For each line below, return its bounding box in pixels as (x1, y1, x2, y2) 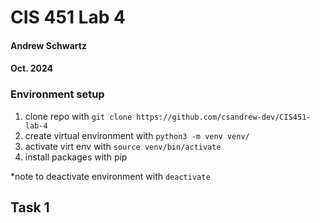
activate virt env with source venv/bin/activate (24, 140, 222, 152)
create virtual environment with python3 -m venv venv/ (24, 129, 250, 141)
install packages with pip (24, 151, 128, 163)
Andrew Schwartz (10, 39, 87, 51)
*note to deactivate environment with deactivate (10, 170, 211, 182)
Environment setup (10, 87, 105, 101)
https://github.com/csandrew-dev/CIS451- (136, 112, 312, 122)
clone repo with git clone (24, 110, 133, 122)
